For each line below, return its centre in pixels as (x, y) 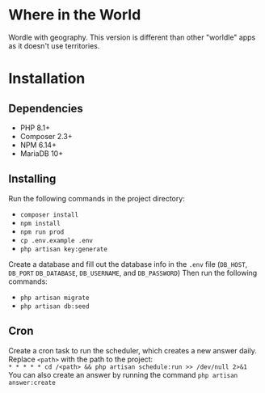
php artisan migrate (55, 298)
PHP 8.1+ (35, 128)
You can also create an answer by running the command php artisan (123, 374)
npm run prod (42, 232)
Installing (32, 179)
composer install (49, 215)
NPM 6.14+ (38, 145)
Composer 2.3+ (46, 136)
